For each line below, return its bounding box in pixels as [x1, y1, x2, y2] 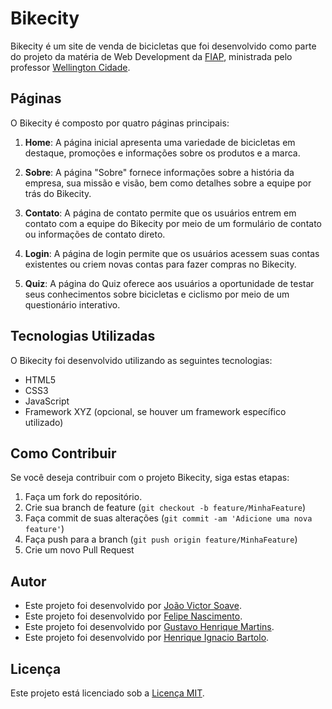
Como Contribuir [10, 445, 117, 462]
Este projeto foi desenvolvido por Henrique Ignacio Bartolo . [24, 632, 270, 644]
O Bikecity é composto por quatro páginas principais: [10, 117, 230, 129]
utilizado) [24, 416, 64, 428]
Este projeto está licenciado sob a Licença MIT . [10, 687, 205, 699]
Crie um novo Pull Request [24, 544, 135, 556]
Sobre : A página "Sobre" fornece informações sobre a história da [24, 166, 295, 178]
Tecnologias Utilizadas [10, 328, 156, 345]
